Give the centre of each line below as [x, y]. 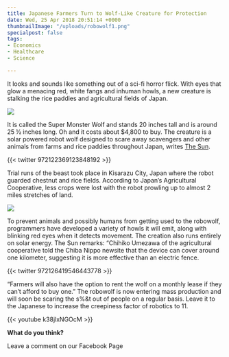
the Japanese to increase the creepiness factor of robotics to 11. [98, 306]
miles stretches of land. [40, 195]
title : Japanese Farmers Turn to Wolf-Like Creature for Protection [107, 13]
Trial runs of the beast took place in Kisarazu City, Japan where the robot [110, 173]
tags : [15, 39]
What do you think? [35, 332]
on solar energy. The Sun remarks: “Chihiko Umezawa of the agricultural [109, 243]
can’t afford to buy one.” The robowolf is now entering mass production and [114, 291]
